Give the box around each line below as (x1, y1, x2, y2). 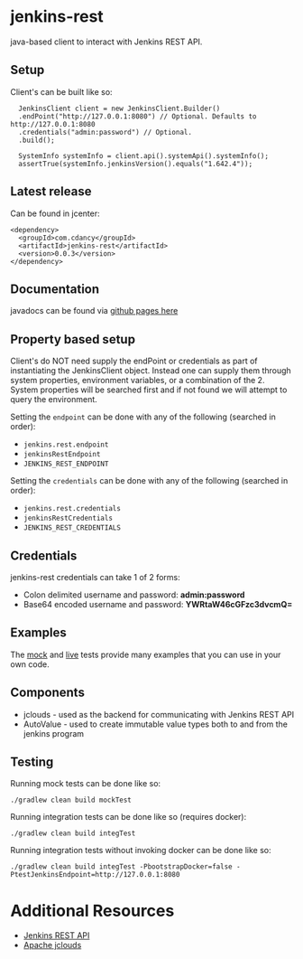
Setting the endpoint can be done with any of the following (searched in (10, 411, 276, 422)
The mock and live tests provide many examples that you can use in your (10, 649, 281, 660)
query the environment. (10, 394, 97, 405)
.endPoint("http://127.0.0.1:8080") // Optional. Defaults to (18, 111, 257, 121)
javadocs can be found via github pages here (10, 306, 179, 316)
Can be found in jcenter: (10, 208, 100, 219)
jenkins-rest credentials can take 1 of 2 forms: (10, 572, 181, 582)
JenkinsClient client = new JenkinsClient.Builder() (18, 104, 221, 113)
